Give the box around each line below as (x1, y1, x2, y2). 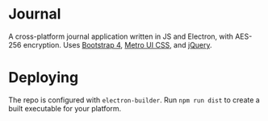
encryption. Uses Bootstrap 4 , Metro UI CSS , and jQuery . (23, 40, 212, 49)
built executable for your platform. (8, 103, 122, 113)
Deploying (8, 69, 79, 87)
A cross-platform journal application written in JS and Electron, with (8, 31, 234, 41)
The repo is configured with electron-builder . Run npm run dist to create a (8, 94, 260, 105)
